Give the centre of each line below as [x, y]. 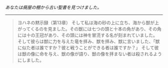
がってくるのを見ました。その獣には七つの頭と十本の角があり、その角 [89, 29]
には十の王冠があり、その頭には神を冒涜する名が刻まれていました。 [87, 35]
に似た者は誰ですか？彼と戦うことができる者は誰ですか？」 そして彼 [88, 47]
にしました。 [30, 60]
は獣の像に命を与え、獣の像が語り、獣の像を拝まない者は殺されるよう [90, 54]
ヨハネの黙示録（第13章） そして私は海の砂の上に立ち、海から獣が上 [88, 22]
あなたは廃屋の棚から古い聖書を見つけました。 [53, 7]
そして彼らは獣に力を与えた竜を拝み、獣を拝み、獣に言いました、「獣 [88, 41]
